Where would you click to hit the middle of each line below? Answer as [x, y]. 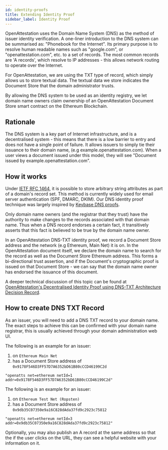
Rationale [20, 122]
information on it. [23, 443]
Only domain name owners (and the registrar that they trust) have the [76, 214]
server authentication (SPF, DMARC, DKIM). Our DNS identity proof [74, 199]
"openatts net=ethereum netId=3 [39, 419]
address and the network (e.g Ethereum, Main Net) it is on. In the [72, 245]
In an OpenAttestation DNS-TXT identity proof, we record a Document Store [83, 240]
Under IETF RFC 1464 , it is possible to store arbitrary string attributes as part [84, 188]
